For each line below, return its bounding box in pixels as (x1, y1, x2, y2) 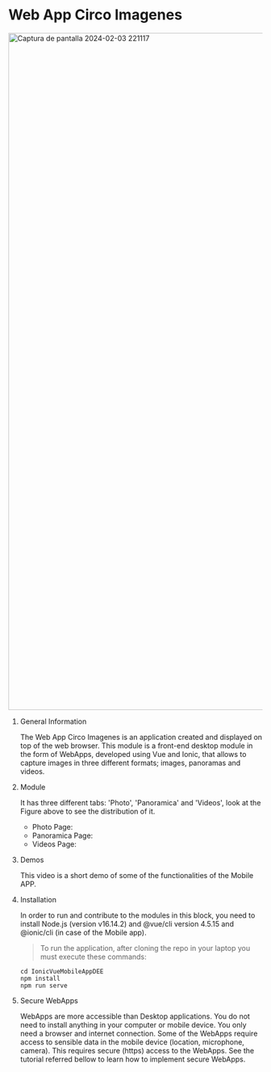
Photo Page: (31, 822, 73, 831)
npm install (19, 974, 60, 982)
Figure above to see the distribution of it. (19, 806, 156, 816)
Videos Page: (31, 839, 77, 849)
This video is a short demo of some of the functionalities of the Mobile (19, 870, 254, 880)
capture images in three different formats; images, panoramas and (19, 758, 241, 767)
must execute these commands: (40, 952, 147, 961)
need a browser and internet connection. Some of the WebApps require (19, 1028, 258, 1038)
